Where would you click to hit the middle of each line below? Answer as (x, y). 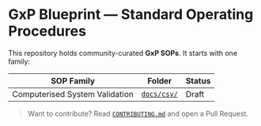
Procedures (47, 31)
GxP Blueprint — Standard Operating (131, 15)
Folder (160, 80)
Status (198, 80)
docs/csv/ (159, 94)
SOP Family (73, 80)
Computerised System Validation (73, 94)
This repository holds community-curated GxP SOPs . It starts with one (123, 53)
